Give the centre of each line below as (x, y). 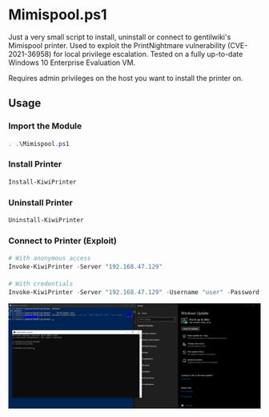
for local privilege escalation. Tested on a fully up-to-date (148, 54)
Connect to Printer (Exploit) (63, 241)
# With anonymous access (50, 258)
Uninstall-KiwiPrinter (46, 220)
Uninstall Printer (41, 202)
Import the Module (45, 126)
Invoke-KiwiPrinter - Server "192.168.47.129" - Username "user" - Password (134, 292)
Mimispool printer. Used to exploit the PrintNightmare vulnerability (117, 45)
